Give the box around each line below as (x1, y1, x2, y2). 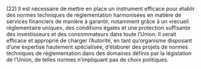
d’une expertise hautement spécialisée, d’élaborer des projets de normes (6, 43, 188, 50)
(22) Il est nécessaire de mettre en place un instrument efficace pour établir (6, 5, 195, 12)
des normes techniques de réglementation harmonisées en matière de (6, 11, 182, 19)
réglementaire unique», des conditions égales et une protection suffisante (6, 24, 191, 31)
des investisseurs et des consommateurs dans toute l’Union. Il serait (6, 31, 177, 38)
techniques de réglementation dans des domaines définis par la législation (6, 50, 192, 56)
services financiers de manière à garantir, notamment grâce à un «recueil (6, 18, 189, 25)
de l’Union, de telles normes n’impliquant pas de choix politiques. (6, 56, 169, 63)
